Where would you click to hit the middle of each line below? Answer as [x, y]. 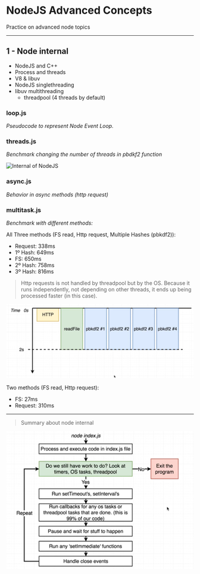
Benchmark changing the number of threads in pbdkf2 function [84, 154]
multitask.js [24, 210]
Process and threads [40, 72]
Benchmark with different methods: [50, 223]
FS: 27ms [26, 399]
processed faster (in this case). [59, 296]
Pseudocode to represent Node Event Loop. [60, 126]
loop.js [16, 113]
